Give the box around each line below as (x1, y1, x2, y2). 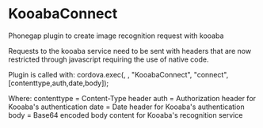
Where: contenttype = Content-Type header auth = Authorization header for (8, 93, 256, 103)
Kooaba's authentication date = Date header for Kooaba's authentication (8, 102, 245, 111)
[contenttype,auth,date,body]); (8, 78, 109, 88)
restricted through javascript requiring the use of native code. (8, 55, 209, 64)
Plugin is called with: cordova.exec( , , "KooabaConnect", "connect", (8, 70, 229, 79)
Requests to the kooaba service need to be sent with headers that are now (8, 46, 252, 55)
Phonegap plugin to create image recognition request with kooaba (8, 31, 224, 40)
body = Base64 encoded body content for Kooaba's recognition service (8, 110, 243, 119)
